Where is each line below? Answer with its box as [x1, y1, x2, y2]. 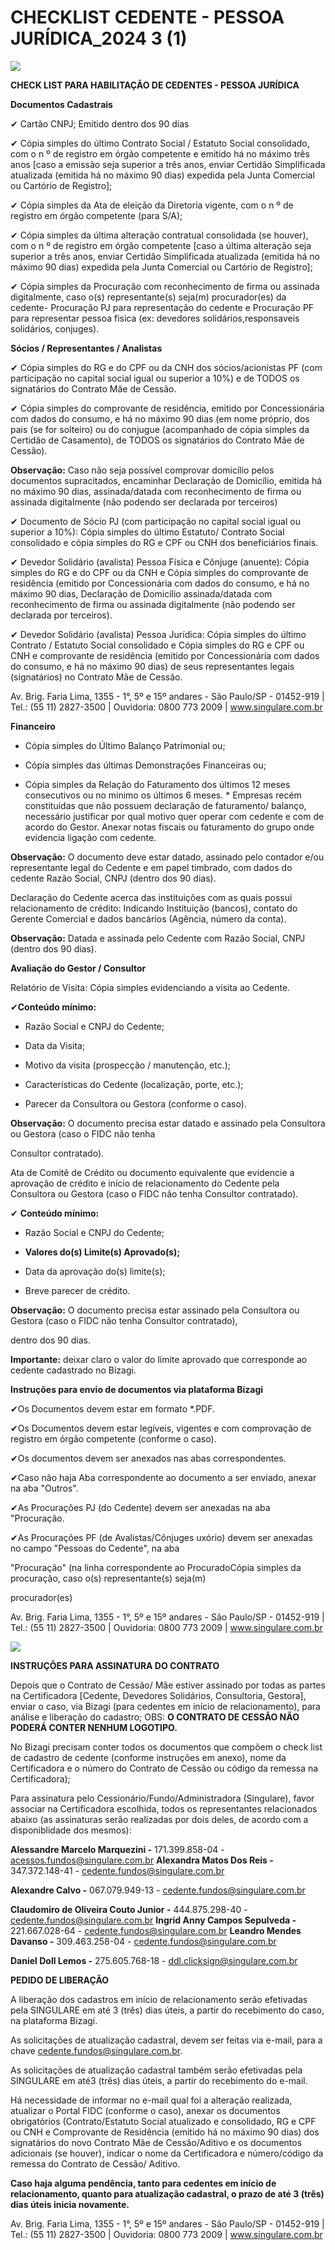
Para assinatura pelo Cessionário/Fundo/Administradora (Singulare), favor [10, 1792, 315, 1804]
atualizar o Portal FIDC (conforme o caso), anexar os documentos [10, 2104, 281, 2116]
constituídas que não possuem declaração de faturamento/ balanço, [24, 799, 307, 811]
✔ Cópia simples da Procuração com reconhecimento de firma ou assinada [10, 280, 320, 292]
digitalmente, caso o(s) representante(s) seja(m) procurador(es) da [10, 291, 287, 303]
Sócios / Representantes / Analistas [10, 342, 163, 354]
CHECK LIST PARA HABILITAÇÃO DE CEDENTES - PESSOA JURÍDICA [10, 79, 300, 91]
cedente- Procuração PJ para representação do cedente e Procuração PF [10, 301, 315, 313]
